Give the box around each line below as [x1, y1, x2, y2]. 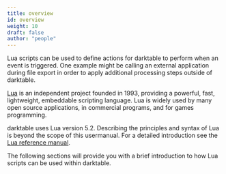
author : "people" [7, 35, 57, 42]
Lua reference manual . [7, 139, 70, 147]
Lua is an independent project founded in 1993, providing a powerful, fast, [7, 89, 215, 98]
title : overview [7, 10, 53, 17]
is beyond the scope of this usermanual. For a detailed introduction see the [7, 131, 218, 140]
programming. [7, 111, 47, 119]
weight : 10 [7, 23, 38, 29]
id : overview [7, 16, 44, 23]
